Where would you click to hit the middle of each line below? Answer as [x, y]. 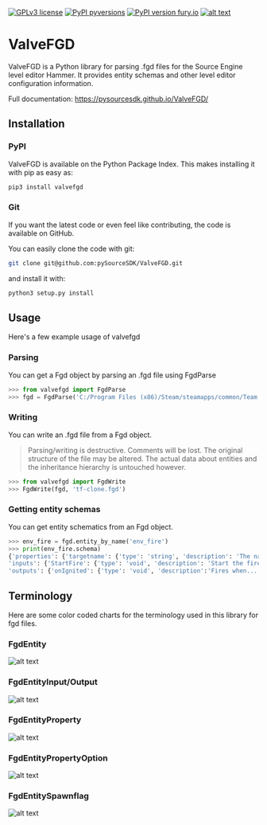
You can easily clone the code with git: [72, 248]
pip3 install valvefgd [46, 187]
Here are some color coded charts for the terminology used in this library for [133, 615]
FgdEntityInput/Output [53, 682]
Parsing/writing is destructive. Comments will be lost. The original [135, 450]
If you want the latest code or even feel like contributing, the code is [120, 225]
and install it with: [37, 278]
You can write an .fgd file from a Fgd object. [80, 435]
